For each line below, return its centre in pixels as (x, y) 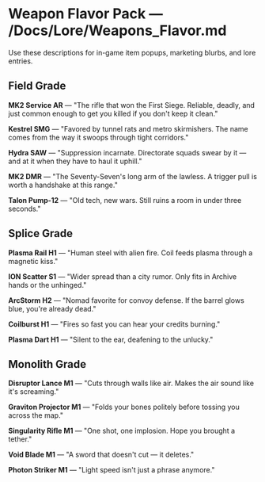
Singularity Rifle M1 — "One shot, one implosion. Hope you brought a (122, 431)
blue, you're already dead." (52, 308)
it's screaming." (34, 392)
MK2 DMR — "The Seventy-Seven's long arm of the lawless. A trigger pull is (132, 176)
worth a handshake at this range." (63, 185)
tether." (20, 439)
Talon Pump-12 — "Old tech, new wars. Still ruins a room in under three (125, 200)
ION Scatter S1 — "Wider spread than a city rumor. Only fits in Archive (123, 276)
